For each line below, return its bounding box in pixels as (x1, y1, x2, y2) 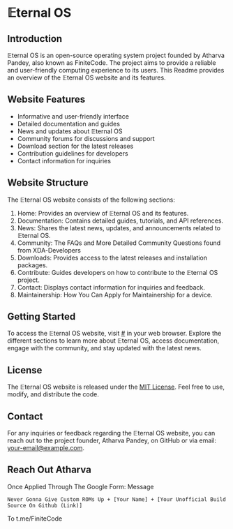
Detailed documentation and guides (17, 119, 121, 128)
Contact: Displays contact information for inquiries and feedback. (17, 283, 206, 291)
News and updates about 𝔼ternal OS (17, 127, 123, 135)
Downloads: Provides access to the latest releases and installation (17, 253, 208, 262)
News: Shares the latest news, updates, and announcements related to (17, 223, 221, 232)
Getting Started (7, 311, 76, 322)
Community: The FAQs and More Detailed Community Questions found (17, 239, 221, 247)
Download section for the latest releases (17, 142, 134, 150)
